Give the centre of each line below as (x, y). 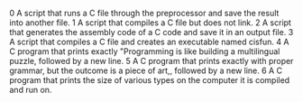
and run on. (31, 90)
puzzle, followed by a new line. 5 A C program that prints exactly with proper (151, 61)
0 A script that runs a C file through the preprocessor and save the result (144, 13)
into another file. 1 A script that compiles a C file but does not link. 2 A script (150, 23)
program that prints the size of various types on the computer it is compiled (150, 80)
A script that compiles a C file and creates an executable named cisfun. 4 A (149, 42)
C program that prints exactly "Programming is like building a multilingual (145, 51)
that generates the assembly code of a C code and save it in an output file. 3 (151, 32)
